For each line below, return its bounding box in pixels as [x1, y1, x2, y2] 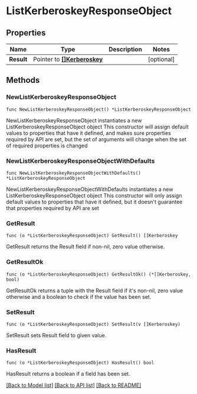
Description [108, 46, 143, 53]
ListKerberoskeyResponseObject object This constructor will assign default [6, 123, 189, 130]
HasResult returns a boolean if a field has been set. [6, 370, 131, 377]
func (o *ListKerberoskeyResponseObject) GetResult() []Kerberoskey [6, 232, 178, 239]
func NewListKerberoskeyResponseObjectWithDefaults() [6, 170, 142, 176]
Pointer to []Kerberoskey [33, 55, 103, 63]
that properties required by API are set [6, 204, 99, 211]
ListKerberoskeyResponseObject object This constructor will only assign [6, 192, 182, 199]
